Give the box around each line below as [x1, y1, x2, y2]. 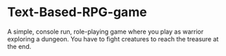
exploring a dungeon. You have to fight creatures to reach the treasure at [7, 34, 219, 43]
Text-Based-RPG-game [7, 4, 147, 20]
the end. [7, 42, 32, 50]
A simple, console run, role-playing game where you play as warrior [7, 27, 204, 36]
